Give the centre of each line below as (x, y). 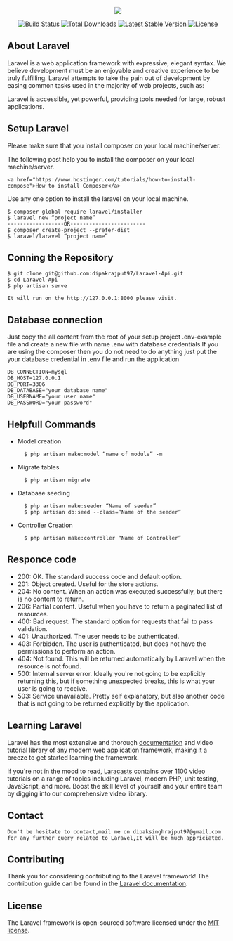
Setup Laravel (38, 129)
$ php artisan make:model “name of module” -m (93, 454)
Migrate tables (38, 467)
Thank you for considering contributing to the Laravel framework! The (108, 876)
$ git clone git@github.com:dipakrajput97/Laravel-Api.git (95, 274)
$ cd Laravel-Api (33, 280)
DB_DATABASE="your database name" (58, 391)
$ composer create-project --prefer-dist (69, 230)
